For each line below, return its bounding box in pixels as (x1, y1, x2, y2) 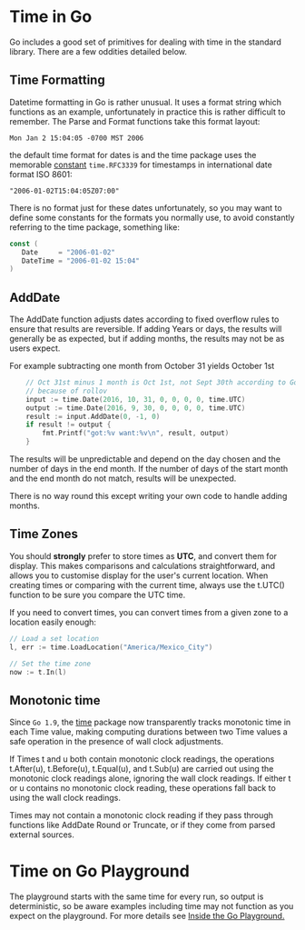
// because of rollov (25, 386, 107, 395)
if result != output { (25, 420, 112, 429)
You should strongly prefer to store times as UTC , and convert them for (9, 550, 278, 561)
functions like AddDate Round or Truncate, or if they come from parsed (9, 820, 275, 831)
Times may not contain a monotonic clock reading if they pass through (9, 810, 274, 821)
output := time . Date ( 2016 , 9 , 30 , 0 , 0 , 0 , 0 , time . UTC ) (25, 403, 246, 413)
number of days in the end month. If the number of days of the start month (9, 464, 289, 475)
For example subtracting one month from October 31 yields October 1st (9, 361, 275, 372)
